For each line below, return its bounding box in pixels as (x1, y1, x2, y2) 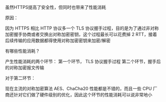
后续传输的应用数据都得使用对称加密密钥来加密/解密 (5, 37, 111, 43)
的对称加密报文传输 (5, 65, 44, 70)
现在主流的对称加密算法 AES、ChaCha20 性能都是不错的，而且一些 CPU (5, 86, 152, 91)
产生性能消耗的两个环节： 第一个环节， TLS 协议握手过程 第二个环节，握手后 (5, 59, 161, 64)
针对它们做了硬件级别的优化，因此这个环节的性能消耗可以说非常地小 (13, 92, 152, 98)
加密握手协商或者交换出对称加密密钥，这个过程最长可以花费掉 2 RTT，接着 (5, 32, 157, 37)
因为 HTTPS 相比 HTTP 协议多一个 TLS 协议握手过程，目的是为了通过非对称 (5, 25, 159, 31)
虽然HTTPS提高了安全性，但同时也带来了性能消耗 (5, 4, 106, 10)
